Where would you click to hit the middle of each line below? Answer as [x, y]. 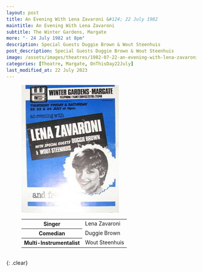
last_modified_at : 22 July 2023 [47, 70]
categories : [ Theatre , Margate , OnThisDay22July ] [70, 63]
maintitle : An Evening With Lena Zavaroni [60, 25]
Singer [52, 224]
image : [14, 57]
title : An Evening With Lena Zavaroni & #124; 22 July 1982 [82, 19]
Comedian [52, 233]
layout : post [23, 13]
